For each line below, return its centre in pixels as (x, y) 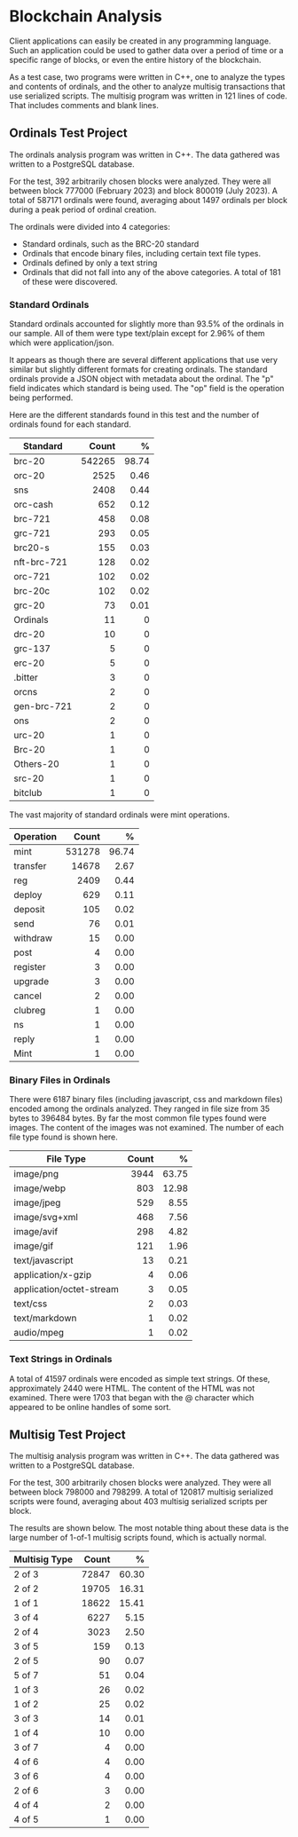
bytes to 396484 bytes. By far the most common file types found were (138, 1118)
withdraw (33, 938)
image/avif (36, 1232)
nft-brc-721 (41, 563)
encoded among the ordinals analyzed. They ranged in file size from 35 (140, 1109)
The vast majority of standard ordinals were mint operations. (120, 815)
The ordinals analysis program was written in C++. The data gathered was (145, 154)
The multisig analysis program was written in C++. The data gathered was (144, 1456)
